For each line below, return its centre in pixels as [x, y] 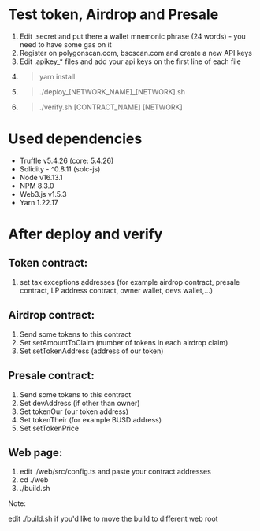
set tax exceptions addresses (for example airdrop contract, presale [130, 282]
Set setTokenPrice [49, 428]
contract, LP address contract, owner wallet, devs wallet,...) [116, 290]
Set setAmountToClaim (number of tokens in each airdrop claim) [124, 342]
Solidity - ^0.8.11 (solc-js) [60, 169]
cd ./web [34, 480]
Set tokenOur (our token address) [74, 411]
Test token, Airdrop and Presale [113, 15]
